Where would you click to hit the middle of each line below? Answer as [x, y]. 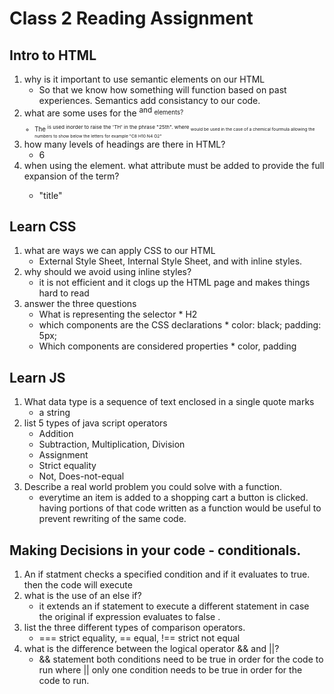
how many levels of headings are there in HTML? [124, 144]
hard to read [64, 293]
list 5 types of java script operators [95, 423]
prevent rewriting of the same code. [112, 519]
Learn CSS [43, 226]
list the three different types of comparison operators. [134, 628]
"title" [50, 195]
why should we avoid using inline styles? [107, 272]
